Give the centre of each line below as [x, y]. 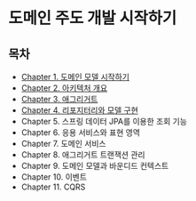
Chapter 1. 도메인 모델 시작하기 [75, 77]
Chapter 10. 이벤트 [54, 177]
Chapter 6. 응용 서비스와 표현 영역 [81, 133]
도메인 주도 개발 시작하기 [93, 18]
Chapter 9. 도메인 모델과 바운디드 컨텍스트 [95, 166]
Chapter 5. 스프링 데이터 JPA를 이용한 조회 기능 [104, 121]
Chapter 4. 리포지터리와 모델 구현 [79, 110]
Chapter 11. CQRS [53, 187]
